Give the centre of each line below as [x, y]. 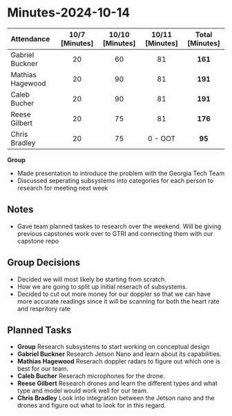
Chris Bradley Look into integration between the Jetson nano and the [116, 398]
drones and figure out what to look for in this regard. [91, 406]
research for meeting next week [62, 188]
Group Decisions [44, 263]
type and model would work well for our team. [83, 390]
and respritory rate [44, 308]
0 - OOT [162, 138]
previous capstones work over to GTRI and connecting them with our [115, 233]
